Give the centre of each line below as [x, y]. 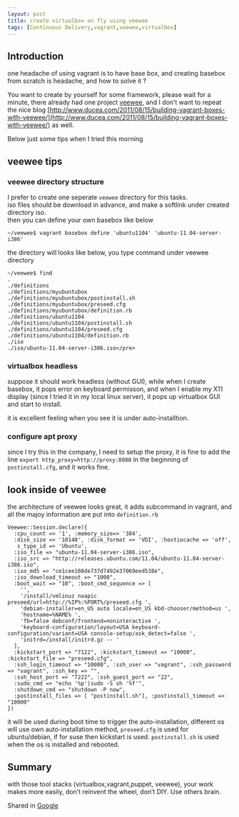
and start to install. [35, 405]
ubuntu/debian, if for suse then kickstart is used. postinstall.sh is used [113, 737]
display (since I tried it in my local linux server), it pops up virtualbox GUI [114, 397]
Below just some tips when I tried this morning [75, 139]
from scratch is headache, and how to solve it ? [77, 81]
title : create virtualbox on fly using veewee [78, 21]
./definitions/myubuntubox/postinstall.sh [71, 298]
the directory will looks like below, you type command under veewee [108, 252]
